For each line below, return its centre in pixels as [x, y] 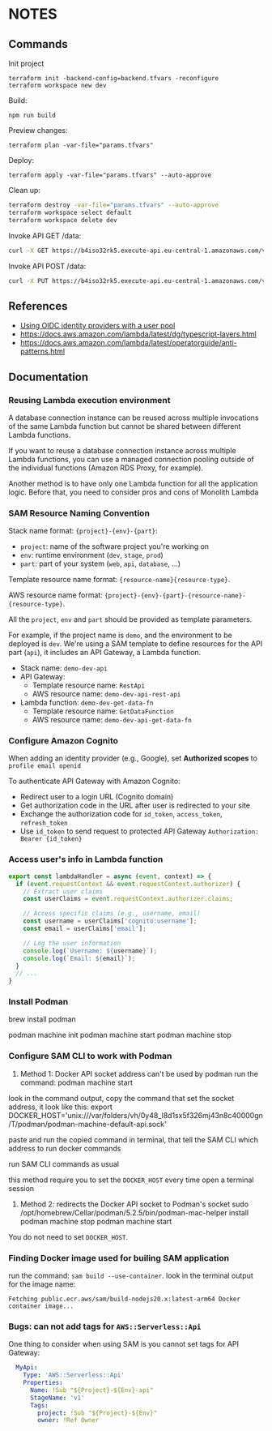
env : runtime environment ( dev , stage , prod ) [91, 555]
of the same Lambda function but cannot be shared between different [125, 426]
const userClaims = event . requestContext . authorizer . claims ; [128, 899]
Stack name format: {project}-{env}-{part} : [83, 531]
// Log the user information [72, 943]
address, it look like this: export [61, 1107]
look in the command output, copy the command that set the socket [121, 1098]
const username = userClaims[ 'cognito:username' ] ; [110, 921]
